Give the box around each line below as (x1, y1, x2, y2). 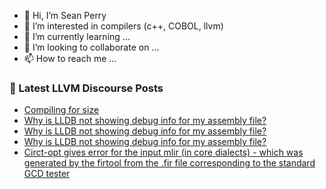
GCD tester (23, 168, 71, 180)
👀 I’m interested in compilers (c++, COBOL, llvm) (23, 20, 224, 32)
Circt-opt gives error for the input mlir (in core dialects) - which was (23, 146, 304, 159)
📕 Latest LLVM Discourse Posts (9, 81, 164, 95)
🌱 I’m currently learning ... (23, 31, 131, 42)
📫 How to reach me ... (23, 53, 117, 64)
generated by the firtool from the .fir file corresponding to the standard (23, 157, 316, 169)
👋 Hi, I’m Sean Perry (23, 10, 107, 21)
